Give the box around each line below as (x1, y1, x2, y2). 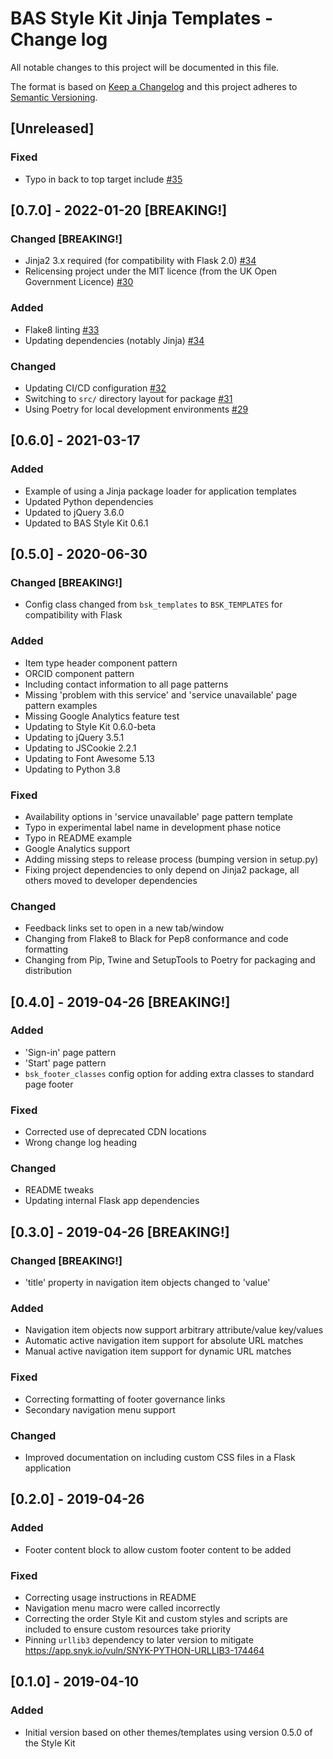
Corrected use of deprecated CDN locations (24, 1126, 207, 1138)
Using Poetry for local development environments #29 (24, 403, 249, 415)
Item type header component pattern (24, 657, 178, 669)
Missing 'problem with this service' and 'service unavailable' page (24, 688, 298, 701)
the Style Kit (24, 1737, 76, 1749)
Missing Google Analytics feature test (24, 710, 180, 722)
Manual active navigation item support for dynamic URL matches (24, 1345, 292, 1357)
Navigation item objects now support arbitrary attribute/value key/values (24, 1324, 324, 1336)
